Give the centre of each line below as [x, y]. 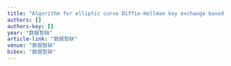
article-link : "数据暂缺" [43, 39]
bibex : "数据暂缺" [32, 52]
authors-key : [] [30, 26]
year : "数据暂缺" [30, 33]
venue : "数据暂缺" [32, 45]
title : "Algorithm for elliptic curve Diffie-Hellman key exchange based [116, 13]
